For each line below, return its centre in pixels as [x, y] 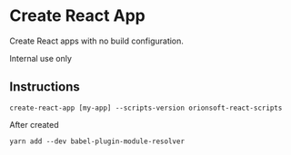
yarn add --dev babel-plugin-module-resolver [97, 141]
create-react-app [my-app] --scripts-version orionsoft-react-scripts [146, 108]
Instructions [45, 87]
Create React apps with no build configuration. [97, 41]
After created [34, 124]
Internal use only [41, 58]
